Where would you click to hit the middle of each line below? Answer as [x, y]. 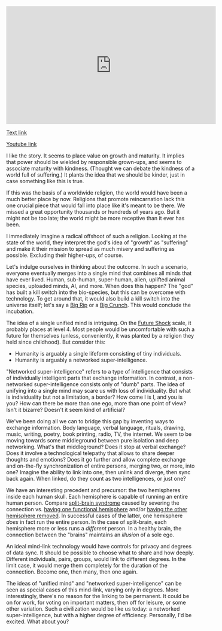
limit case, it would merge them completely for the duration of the [87, 565]
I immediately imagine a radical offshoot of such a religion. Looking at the [97, 236]
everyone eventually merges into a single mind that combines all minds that [99, 273]
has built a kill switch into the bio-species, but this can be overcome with [96, 292]
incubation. [20, 311]
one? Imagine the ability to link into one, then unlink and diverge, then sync [98, 472]
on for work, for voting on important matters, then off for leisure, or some [96, 602]
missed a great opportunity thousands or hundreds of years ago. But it [93, 212]
